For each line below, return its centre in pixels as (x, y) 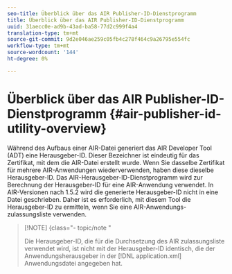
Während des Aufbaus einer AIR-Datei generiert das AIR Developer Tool (110, 148)
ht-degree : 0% (28, 59)
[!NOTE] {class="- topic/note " (68, 228)
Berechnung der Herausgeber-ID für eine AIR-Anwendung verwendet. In (110, 185)
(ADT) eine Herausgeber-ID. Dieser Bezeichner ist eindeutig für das (103, 155)
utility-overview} (57, 128)
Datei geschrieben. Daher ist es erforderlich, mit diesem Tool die (99, 199)
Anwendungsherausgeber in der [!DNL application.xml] (103, 256)
